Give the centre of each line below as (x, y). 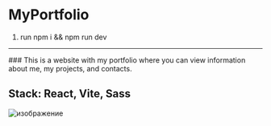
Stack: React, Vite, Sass (70, 94)
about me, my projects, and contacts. (70, 68)
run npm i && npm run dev (63, 37)
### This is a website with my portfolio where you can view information (127, 60)
